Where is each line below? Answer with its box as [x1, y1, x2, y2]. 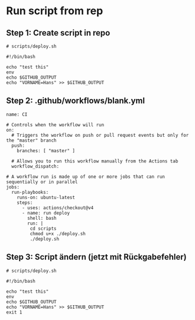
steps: [17, 200, 33, 206]
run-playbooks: [11, 189, 49, 195]
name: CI [6, 111, 28, 117]
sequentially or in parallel [6, 179, 78, 185]
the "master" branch [6, 137, 57, 143]
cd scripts [30, 225, 57, 232]
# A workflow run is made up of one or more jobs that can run [6, 174, 165, 180]
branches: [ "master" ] [17, 148, 76, 153]
